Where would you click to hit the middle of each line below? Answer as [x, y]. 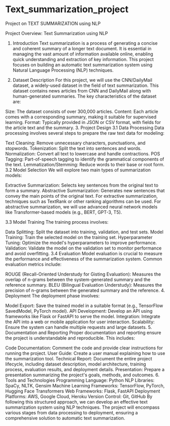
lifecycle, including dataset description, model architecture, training [76, 364]
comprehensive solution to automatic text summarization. [65, 418]
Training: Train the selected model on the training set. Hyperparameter [79, 237]
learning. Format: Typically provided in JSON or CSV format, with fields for [83, 122]
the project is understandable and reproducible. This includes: [70, 338]
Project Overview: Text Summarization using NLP [57, 33]
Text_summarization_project [67, 9]
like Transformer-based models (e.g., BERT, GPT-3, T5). [64, 212]
